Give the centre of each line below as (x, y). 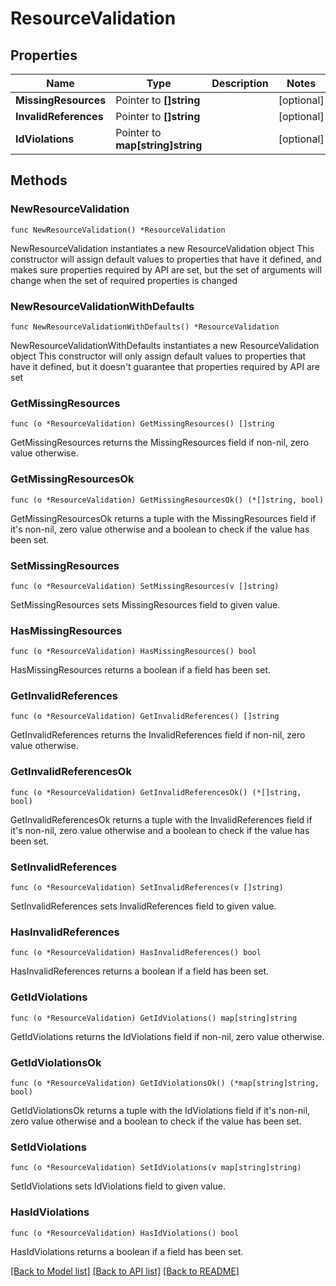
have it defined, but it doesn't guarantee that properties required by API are (165, 366)
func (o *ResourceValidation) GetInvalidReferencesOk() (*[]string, (156, 792)
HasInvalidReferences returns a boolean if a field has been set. (140, 971)
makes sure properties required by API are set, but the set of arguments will (166, 269)
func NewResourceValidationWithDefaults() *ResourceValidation (145, 327)
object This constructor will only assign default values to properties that (158, 356)
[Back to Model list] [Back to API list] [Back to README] (125, 1271)
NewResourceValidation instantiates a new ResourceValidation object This (162, 248)
